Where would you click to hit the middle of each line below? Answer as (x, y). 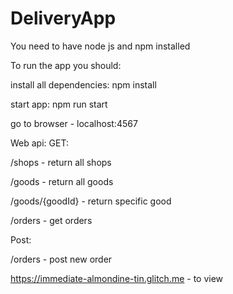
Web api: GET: (39, 143)
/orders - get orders (51, 220)
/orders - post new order (61, 259)
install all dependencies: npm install (83, 84)
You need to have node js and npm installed (100, 46)
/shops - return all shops (61, 162)
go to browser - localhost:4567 (74, 123)
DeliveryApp (63, 18)
